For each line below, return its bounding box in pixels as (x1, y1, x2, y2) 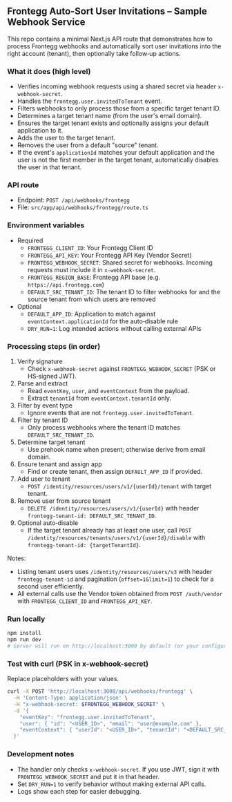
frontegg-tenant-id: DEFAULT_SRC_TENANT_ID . (27, 511, 157, 519)
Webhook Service (7, 17, 86, 28)
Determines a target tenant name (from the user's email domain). (17, 112, 202, 120)
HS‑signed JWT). (27, 372, 77, 380)
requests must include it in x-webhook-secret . (27, 265, 156, 274)
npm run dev (7, 636, 41, 643)
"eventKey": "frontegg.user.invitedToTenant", (19, 714, 156, 720)
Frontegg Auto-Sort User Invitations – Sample (7, 6, 207, 17)
